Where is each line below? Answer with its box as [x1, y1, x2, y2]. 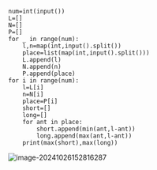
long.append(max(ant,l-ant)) [36, 132, 133, 140]
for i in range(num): [8, 77, 80, 85]
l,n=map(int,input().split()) [22, 42, 122, 50]
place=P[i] [22, 97, 58, 105]
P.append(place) [22, 70, 77, 77]
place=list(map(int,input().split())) [22, 49, 150, 57]
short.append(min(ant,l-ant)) [36, 125, 136, 133]
